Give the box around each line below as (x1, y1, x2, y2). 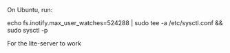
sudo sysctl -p (7, 26, 48, 34)
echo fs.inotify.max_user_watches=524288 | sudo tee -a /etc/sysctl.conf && (7, 19, 223, 26)
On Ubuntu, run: (7, 6, 53, 14)
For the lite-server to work (7, 39, 81, 47)
